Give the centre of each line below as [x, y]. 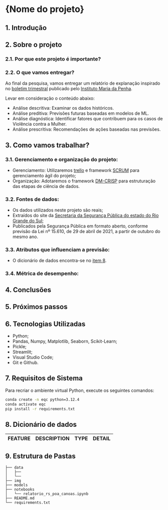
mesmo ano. [25, 237]
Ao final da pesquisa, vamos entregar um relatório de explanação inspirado [83, 83]
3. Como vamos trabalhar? [47, 145]
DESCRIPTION [52, 438]
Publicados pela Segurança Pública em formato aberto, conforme [80, 226]
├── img [13, 481]
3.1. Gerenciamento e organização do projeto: [62, 159]
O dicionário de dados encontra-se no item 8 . [59, 261]
